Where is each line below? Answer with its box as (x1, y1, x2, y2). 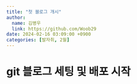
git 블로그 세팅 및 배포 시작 (6, 65, 131, 79)
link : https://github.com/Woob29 (12, 25, 97, 32)
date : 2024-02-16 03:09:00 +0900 (6, 31, 91, 37)
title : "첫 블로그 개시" (6, 8, 62, 15)
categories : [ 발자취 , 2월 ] (6, 37, 70, 43)
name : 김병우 (12, 20, 41, 26)
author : (6, 15, 26, 21)
